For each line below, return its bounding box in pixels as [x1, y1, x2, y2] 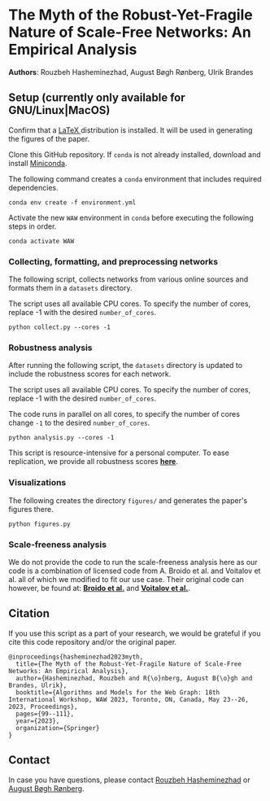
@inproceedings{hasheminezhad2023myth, [8, 653, 144, 661]
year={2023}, [15, 716, 60, 725]
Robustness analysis [8, 342, 93, 353]
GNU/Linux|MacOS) [8, 103, 111, 117]
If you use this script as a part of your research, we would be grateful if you [8, 628, 261, 638]
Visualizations [8, 477, 67, 488]
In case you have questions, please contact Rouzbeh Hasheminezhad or [8, 775, 250, 785]
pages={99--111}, [15, 710, 75, 718]
